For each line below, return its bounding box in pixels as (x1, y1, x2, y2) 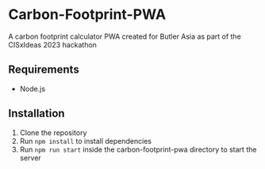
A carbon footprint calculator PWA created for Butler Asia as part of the (8, 32, 242, 41)
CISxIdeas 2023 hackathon (8, 39, 98, 49)
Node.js (19, 84, 46, 93)
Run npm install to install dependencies (19, 136, 152, 145)
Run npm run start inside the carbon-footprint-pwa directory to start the (19, 145, 257, 154)
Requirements (8, 63, 79, 77)
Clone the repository (19, 128, 87, 137)
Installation (8, 107, 65, 120)
